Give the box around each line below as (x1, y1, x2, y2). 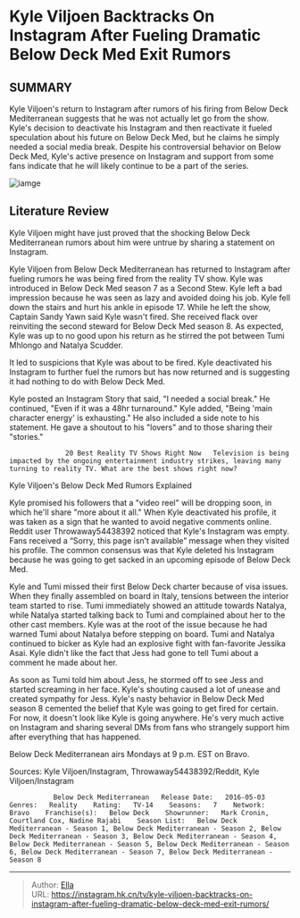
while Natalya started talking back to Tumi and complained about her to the (9, 610, 286, 620)
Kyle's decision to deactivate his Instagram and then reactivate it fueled (9, 122, 272, 133)
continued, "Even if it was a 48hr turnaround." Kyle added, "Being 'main (9, 402, 273, 413)
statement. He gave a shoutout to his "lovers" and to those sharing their (9, 422, 273, 433)
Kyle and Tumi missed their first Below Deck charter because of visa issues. (9, 581, 288, 592)
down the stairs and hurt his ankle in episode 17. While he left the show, (9, 301, 271, 312)
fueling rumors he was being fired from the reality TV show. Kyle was (9, 273, 263, 283)
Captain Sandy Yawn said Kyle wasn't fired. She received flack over (9, 311, 259, 322)
